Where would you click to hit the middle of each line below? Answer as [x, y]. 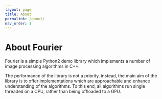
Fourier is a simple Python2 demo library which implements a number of [78, 61]
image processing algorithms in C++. [42, 66]
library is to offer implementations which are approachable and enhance [78, 81]
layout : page [18, 10]
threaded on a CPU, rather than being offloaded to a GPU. [63, 92]
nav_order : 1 [18, 23]
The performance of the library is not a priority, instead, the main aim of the [81, 76]
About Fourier [34, 48]
